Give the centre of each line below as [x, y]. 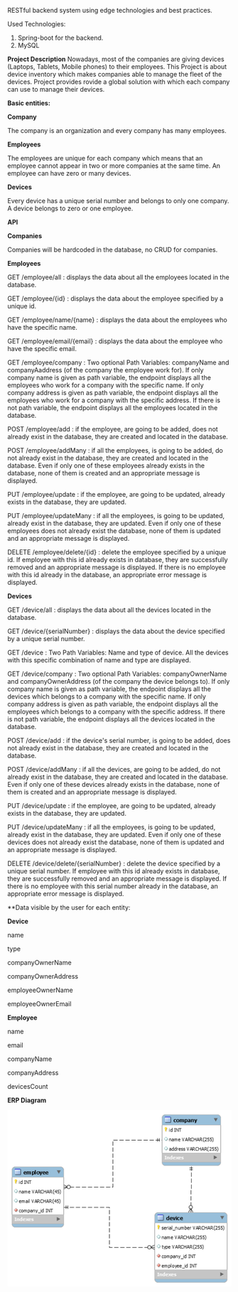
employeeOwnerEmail [39, 1004]
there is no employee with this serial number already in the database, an [113, 886]
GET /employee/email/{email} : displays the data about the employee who [115, 341]
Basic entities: [29, 103]
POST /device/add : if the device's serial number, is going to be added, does [119, 741]
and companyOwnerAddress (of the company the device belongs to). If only [119, 681]
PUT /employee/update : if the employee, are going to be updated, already [116, 494]
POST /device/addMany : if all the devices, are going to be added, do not [114, 769]
